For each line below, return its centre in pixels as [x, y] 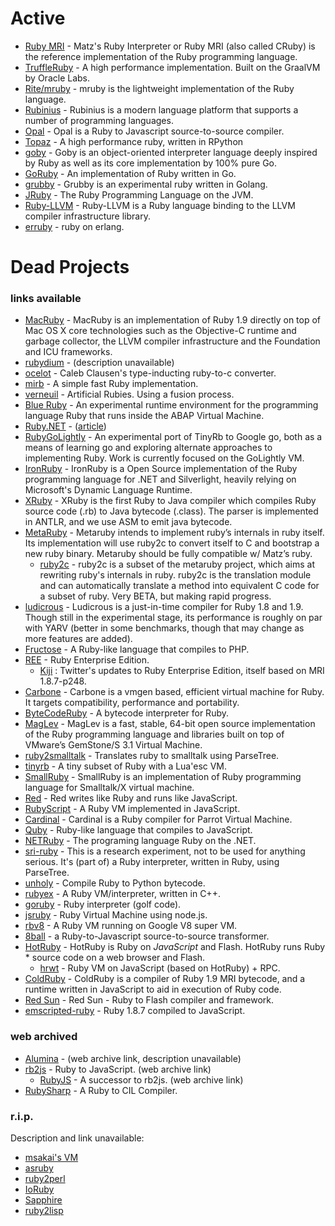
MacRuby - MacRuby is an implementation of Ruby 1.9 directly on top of [173, 320]
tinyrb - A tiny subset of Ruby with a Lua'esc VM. [126, 766]
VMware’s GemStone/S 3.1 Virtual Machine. [113, 745]
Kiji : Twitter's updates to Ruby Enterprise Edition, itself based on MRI [182, 671]
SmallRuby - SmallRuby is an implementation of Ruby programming [163, 777]
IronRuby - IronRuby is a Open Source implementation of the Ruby [161, 469]
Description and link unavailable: [77, 1138]
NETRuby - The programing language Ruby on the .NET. [140, 841]
